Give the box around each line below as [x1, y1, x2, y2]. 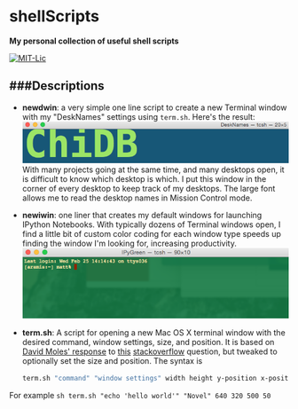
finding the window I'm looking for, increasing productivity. [21, 238, 237, 249]
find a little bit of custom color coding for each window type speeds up [21, 229, 282, 240]
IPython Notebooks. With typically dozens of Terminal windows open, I [21, 219, 281, 230]
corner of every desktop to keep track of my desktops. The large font [21, 184, 276, 194]
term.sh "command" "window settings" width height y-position [21, 374, 257, 382]
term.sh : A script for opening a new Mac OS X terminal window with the [21, 326, 286, 338]
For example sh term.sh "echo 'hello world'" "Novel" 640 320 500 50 [9, 389, 271, 400]
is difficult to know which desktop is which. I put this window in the [21, 174, 267, 185]
